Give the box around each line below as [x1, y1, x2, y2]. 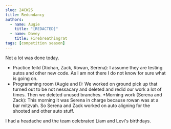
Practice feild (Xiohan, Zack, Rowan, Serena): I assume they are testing [12, 64, 163, 70]
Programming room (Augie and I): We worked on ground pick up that [12, 81, 158, 87]
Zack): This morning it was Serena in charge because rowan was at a [12, 97, 159, 103]
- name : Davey [10, 31, 40, 36]
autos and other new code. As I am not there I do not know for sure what [12, 70, 166, 76]
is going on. [12, 75, 38, 82]
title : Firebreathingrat [14, 36, 68, 41]
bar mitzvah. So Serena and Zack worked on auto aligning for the [12, 102, 150, 109]
